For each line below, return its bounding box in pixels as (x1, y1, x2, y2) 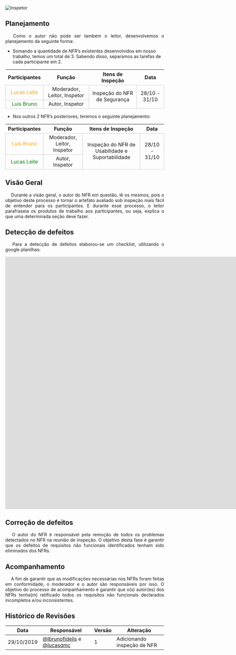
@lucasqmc (42, 641, 71, 648)
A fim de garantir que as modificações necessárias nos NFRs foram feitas (11, 576, 164, 582)
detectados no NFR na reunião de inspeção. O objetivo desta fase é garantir (5, 537, 164, 543)
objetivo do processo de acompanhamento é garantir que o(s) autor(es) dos (5, 586, 164, 593)
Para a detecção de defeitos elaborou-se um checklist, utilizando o (12, 241, 164, 247)
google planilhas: (5, 246, 41, 253)
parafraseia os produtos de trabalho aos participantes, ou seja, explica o (5, 208, 164, 214)
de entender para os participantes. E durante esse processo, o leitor (5, 203, 164, 209)
